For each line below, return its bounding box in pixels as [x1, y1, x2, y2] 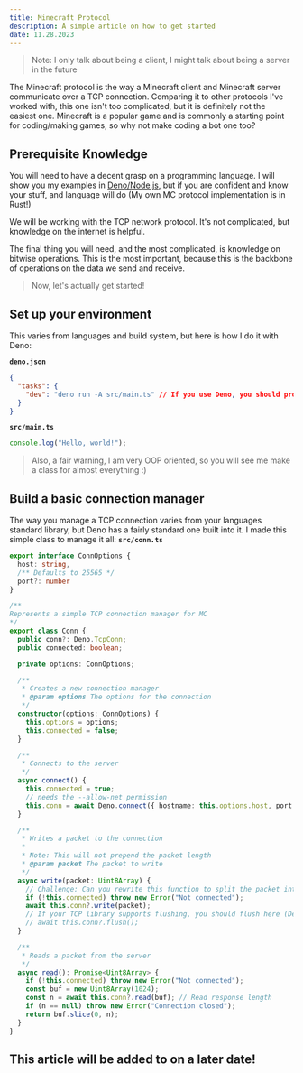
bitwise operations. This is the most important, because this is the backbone [9, 254, 293, 264]
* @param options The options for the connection [21, 692, 212, 702]
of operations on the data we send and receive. [9, 263, 186, 273]
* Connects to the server [21, 759, 119, 768]
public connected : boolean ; [17, 643, 124, 652]
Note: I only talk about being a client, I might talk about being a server [31, 55, 290, 66]
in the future [31, 64, 78, 75]
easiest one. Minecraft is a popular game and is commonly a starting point [9, 110, 285, 122]
